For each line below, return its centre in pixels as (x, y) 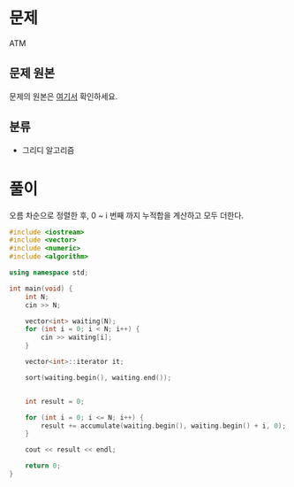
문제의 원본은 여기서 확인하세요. (64, 96)
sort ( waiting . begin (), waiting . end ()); (98, 377)
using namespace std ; (49, 273)
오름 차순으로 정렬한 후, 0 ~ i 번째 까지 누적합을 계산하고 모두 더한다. (127, 215)
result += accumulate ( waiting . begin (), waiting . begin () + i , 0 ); (164, 426)
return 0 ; (43, 466)
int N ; (37, 297)
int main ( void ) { (41, 289)
